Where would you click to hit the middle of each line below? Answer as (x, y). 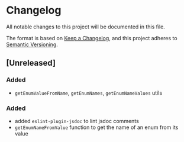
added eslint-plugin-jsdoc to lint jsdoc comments (77, 121)
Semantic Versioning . (32, 44)
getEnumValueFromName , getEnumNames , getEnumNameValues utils (88, 93)
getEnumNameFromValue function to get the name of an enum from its (96, 127)
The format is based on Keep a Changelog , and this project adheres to (92, 38)
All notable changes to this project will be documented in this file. (86, 27)
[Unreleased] (31, 63)
